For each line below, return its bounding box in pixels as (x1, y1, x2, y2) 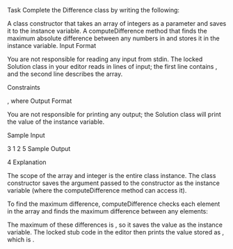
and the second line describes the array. (7, 70, 123, 78)
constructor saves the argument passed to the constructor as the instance (7, 179, 220, 187)
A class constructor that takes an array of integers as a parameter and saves (7, 19, 227, 27)
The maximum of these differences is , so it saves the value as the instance (7, 220, 223, 229)
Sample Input (7, 131, 45, 139)
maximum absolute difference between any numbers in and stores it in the (7, 34, 220, 42)
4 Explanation (7, 158, 47, 166)
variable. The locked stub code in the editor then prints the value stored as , (7, 228, 225, 236)
